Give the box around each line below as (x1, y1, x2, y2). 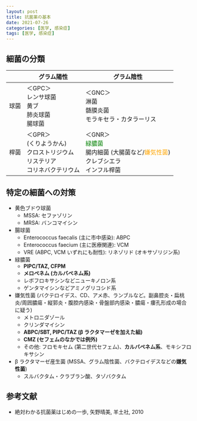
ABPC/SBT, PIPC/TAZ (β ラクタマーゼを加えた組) (23, 328, 143, 336)
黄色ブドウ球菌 (14, 204, 51, 211)
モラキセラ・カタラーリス (85, 115, 157, 123)
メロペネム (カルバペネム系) (23, 269, 91, 277)
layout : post (6, 8, 38, 15)
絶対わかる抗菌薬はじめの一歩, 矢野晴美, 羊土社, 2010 (14, 408, 144, 415)
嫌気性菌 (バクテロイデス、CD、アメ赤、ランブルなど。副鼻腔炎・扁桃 (14, 291, 185, 299)
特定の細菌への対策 (6, 188, 76, 198)
